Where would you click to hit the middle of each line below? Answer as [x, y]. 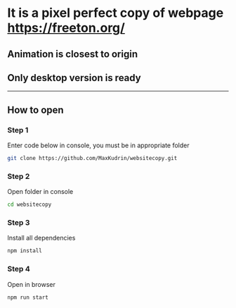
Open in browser [32, 284]
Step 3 [19, 223]
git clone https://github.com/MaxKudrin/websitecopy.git [92, 159]
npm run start [28, 297]
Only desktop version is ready [74, 78]
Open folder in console [40, 192]
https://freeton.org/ [66, 28]
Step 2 [19, 176]
